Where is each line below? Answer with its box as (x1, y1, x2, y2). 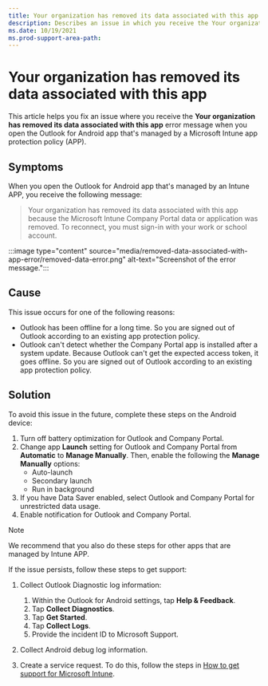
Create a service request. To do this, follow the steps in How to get (19, 660, 239, 670)
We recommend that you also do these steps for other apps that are (8, 540, 231, 550)
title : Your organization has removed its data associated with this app (8, 11, 259, 20)
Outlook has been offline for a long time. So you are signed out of (19, 322, 235, 332)
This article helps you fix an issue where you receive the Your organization (8, 112, 256, 121)
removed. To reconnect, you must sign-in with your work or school (27, 223, 247, 231)
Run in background (31, 484, 94, 494)
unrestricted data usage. (19, 501, 101, 511)
